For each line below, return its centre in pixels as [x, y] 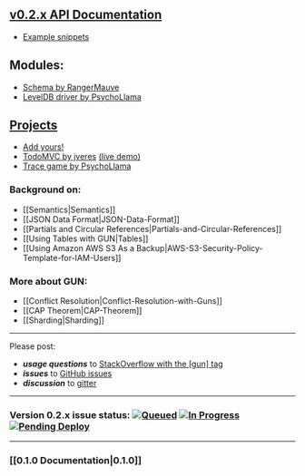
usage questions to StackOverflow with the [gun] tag [123, 364]
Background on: [45, 189]
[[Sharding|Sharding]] [63, 320]
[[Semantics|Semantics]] [69, 209]
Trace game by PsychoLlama [77, 166]
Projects [34, 126]
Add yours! [43, 147]
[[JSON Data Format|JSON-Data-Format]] [101, 219]
